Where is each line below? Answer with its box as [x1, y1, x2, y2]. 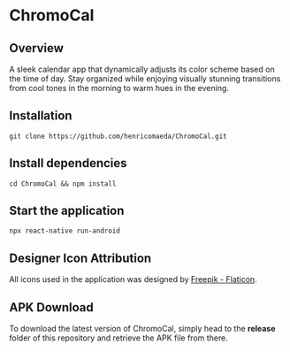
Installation [9, 108, 72, 124]
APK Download [9, 300, 95, 315]
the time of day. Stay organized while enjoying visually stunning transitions [9, 73, 281, 84]
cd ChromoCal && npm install [9, 179, 117, 188]
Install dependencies [9, 156, 127, 171]
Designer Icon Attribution [9, 250, 152, 265]
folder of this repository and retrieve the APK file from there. [9, 333, 228, 343]
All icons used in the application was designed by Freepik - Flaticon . [9, 274, 258, 285]
